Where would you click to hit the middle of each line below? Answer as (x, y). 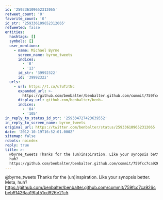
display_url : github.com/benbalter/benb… (60, 100)
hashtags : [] (23, 37)
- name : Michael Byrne (37, 50)
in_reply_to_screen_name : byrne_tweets (45, 123)
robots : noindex (21, 141)
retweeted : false (23, 28)
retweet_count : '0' (25, 14)
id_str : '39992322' (37, 73)
